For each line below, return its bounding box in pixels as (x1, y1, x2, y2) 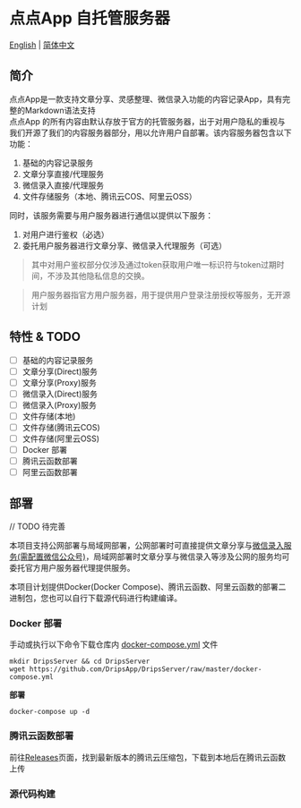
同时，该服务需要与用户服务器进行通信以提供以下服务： (9, 209, 213, 220)
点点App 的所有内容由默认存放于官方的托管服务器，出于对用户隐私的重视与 (9, 115, 286, 126)
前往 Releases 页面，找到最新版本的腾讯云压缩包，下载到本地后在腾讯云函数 (9, 752, 287, 762)
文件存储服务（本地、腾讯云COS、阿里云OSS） (21, 191, 197, 201)
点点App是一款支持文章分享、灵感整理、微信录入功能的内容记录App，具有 (9, 93, 283, 104)
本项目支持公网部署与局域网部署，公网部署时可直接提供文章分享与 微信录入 (9, 540, 284, 551)
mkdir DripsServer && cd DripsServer (9, 657, 150, 667)
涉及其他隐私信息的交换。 (55, 270, 150, 281)
